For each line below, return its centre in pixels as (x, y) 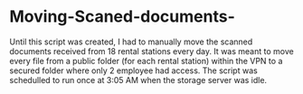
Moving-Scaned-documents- (122, 17)
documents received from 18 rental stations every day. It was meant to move (151, 51)
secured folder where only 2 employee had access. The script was (133, 70)
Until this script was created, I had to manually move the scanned (131, 42)
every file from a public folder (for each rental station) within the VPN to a (146, 61)
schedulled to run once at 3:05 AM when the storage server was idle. (138, 80)
